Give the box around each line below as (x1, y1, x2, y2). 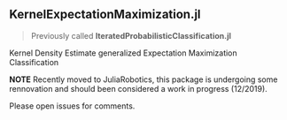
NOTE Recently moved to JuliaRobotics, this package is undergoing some (9, 74, 278, 85)
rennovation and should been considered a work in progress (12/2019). (9, 83, 268, 94)
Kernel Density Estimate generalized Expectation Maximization (9, 48, 237, 58)
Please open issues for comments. (9, 101, 136, 111)
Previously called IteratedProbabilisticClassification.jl (30, 30, 232, 41)
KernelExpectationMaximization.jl (9, 7, 201, 22)
